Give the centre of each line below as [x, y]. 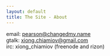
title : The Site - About [37, 17]
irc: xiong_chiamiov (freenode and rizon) [55, 46]
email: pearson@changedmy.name [48, 34]
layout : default [26, 11]
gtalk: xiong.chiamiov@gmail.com [47, 40]
